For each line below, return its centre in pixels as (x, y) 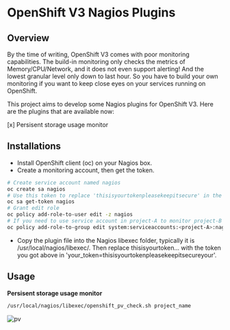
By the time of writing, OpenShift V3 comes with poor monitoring (98, 54)
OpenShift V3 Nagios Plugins (91, 13)
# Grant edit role (33, 208)
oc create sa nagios (37, 189)
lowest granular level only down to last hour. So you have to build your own (113, 76)
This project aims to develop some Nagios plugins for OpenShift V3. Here (110, 104)
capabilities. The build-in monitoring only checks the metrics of (97, 62)
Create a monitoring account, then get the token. (86, 170)
